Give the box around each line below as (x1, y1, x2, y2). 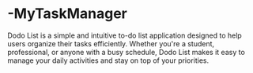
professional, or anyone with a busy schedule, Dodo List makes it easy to (7, 47, 246, 57)
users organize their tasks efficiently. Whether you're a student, (7, 38, 215, 48)
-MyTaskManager (7, 5, 128, 23)
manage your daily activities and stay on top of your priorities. (7, 56, 210, 65)
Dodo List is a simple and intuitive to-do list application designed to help (7, 31, 242, 40)
